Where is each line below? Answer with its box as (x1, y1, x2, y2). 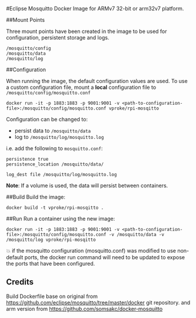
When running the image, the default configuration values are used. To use (6, 78, 188, 84)
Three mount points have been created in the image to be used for (6, 28, 167, 35)
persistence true (6, 156, 49, 162)
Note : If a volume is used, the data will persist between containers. (6, 182, 168, 189)
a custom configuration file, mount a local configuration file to (6, 84, 157, 91)
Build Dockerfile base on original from (6, 293, 98, 300)
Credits (6, 277, 34, 287)
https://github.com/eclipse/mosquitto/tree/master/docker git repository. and (6, 299, 191, 306)
